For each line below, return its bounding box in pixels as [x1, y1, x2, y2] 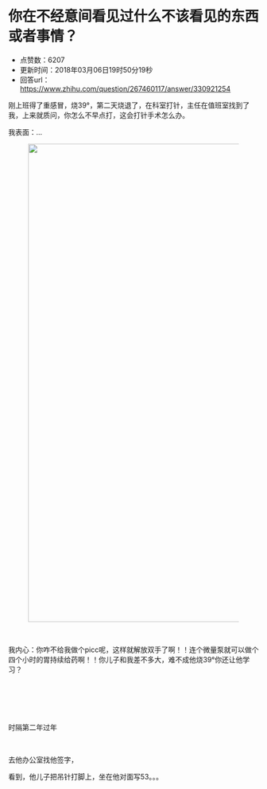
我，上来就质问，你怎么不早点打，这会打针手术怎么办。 [8, 110, 189, 120]
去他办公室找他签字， [8, 755, 78, 764]
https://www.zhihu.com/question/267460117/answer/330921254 [19, 84, 231, 93]
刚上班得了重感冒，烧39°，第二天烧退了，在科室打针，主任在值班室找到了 [8, 100, 250, 110]
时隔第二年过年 [8, 722, 57, 732]
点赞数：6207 [19, 55, 65, 65]
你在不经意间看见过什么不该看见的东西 [8, 7, 260, 26]
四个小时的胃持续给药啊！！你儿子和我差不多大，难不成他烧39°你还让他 [8, 654, 243, 664]
